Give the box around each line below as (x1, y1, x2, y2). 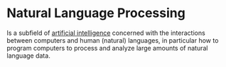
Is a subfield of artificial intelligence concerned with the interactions (6, 29, 205, 37)
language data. (6, 51, 50, 60)
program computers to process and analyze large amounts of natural (6, 43, 208, 52)
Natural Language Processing (6, 5, 185, 21)
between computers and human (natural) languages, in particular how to (6, 36, 219, 44)
